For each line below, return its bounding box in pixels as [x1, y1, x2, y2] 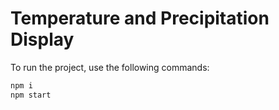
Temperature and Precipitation [10, 7, 270, 30]
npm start [10, 90, 52, 100]
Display [10, 28, 75, 51]
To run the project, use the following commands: [10, 61, 210, 73]
